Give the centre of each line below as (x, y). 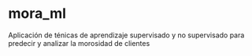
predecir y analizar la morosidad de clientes (79, 43)
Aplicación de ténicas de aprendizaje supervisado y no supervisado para (126, 35)
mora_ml (37, 14)
